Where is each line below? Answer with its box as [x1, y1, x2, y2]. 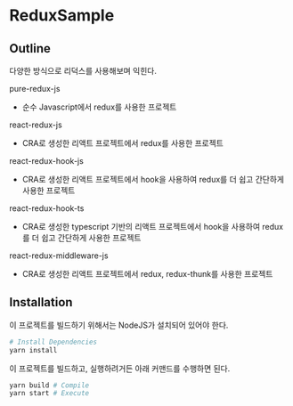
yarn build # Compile [9, 380, 90, 390]
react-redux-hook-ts [9, 203, 85, 214]
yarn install [9, 345, 58, 354]
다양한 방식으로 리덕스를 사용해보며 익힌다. [9, 66, 158, 76]
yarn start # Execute [9, 389, 90, 398]
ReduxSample [9, 5, 115, 26]
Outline [9, 41, 51, 56]
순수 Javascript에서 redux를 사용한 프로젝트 [21, 101, 177, 112]
